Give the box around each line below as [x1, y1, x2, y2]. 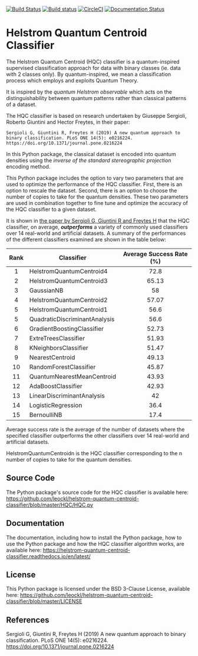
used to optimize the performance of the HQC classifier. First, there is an [6, 180, 183, 188]
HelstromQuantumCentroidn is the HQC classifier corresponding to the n [6, 449, 183, 456]
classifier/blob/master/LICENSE [6, 598, 82, 605]
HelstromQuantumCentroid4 [29, 267, 108, 275]
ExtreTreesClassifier [29, 334, 85, 342]
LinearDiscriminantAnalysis [29, 392, 105, 400]
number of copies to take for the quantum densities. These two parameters [6, 193, 189, 200]
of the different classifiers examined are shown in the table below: [6, 236, 167, 243]
